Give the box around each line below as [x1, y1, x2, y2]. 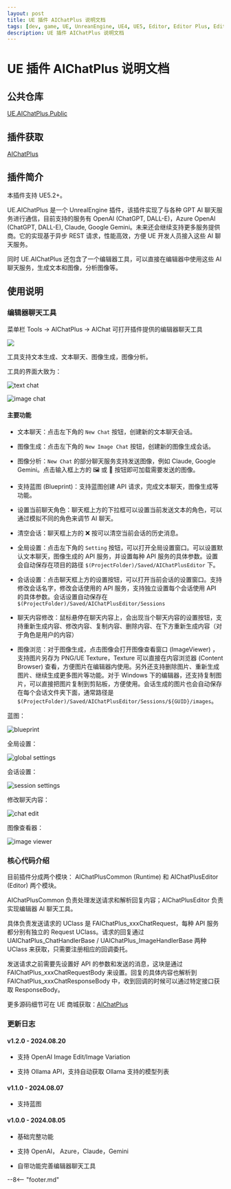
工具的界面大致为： [7, 367, 62, 376]
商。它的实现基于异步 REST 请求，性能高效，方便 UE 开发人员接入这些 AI [7, 232, 214, 240]
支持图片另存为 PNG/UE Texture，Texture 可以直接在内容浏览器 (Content [16, 653, 223, 662]
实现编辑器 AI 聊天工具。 [7, 904, 77, 913]
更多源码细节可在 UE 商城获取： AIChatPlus [7, 1000, 129, 1008]
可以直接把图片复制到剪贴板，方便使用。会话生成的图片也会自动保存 [29, 680, 222, 688]
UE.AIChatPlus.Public [7, 110, 67, 118]
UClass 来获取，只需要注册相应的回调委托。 [7, 945, 132, 953]
